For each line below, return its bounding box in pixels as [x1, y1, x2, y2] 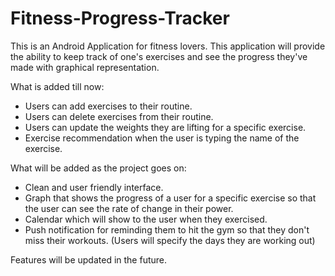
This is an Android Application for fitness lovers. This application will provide [10, 40, 326, 52]
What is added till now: [10, 80, 105, 92]
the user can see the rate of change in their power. [24, 202, 234, 214]
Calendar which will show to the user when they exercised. [24, 213, 268, 225]
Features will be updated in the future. [10, 253, 168, 266]
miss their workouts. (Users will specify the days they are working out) [24, 234, 316, 246]
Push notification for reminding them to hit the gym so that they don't [24, 223, 310, 236]
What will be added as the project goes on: [10, 162, 187, 174]
